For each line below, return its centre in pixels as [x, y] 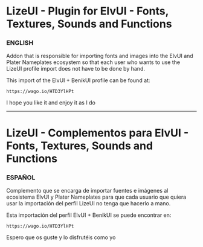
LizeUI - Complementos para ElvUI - [98, 133]
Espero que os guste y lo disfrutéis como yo [61, 237]
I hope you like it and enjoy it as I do [51, 103]
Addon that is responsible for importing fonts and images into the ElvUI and [100, 56]
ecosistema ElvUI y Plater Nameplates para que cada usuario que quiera [96, 197]
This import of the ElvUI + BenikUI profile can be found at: [78, 80]
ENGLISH [20, 43]
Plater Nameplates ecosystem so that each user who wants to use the [93, 62]
